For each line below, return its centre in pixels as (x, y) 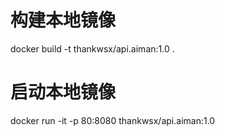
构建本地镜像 (63, 20)
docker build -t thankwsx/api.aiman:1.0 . (92, 48)
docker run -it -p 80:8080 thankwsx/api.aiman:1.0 (113, 120)
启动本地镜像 (63, 92)
